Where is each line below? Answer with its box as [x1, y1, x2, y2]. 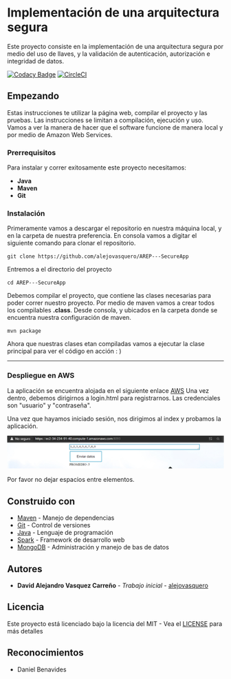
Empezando [7, 90, 60, 102]
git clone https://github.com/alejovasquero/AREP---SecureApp [7, 253, 189, 260]
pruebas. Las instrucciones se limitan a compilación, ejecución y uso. [7, 116, 204, 124]
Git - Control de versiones [16, 521, 91, 529]
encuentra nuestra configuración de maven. [7, 314, 132, 322]
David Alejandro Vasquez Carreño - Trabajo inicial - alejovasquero [16, 581, 208, 590]
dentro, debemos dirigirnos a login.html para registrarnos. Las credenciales [7, 394, 221, 402]
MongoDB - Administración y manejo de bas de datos [16, 543, 170, 551]
